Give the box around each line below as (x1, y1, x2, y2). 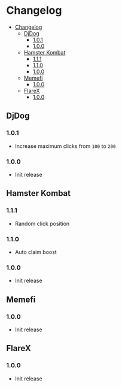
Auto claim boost (14, 248, 57, 255)
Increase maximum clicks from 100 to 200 (14, 142, 116, 150)
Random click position (14, 220, 70, 227)
